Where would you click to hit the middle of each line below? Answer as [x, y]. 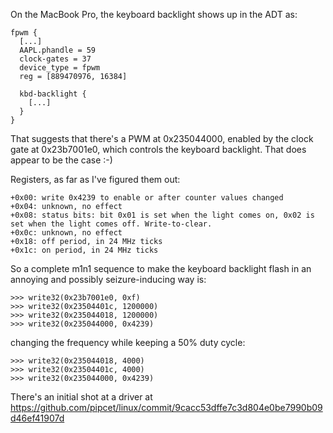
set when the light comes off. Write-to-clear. [111, 224]
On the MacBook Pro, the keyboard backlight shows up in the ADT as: [154, 14]
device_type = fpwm [60, 68]
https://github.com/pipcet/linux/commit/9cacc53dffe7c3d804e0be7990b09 [166, 407]
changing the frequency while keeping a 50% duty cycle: [128, 342]
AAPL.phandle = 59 [58, 50]
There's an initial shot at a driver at [81, 397]
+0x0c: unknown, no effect [66, 233]
